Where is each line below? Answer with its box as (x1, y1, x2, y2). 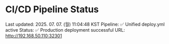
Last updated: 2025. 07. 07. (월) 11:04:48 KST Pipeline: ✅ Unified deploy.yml (5, 21, 165, 27)
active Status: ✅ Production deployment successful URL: (5, 27, 125, 33)
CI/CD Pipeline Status (5, 4, 99, 15)
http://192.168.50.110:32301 (5, 32, 62, 39)
